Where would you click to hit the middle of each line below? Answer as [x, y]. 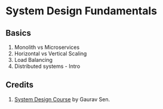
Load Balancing [33, 60]
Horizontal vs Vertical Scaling [50, 54]
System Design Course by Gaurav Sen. [62, 99]
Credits [20, 85]
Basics [18, 33]
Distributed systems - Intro [47, 66]
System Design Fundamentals [81, 11]
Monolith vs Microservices [47, 47]
